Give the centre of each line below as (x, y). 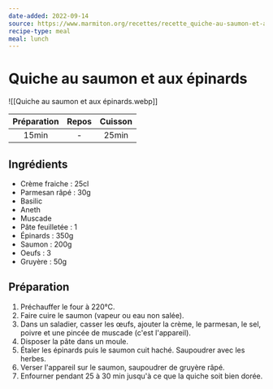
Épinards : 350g (47, 236)
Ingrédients (38, 164)
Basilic (31, 201)
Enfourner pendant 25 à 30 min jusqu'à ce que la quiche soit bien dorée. (141, 376)
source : (22, 24)
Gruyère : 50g (43, 262)
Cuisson (116, 121)
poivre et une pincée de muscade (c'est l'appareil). (105, 332)
